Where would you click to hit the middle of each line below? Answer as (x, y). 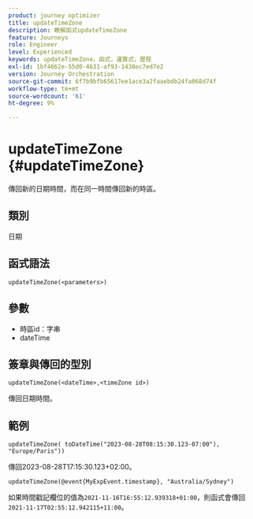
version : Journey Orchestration (61, 74)
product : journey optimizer (54, 15)
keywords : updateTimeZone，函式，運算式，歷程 (80, 60)
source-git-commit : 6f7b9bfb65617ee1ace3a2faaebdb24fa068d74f (112, 81)
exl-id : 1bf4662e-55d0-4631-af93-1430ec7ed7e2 (86, 67)
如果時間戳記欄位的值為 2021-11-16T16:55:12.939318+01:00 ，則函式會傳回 (127, 498)
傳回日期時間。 (32, 399)
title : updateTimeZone (45, 23)
